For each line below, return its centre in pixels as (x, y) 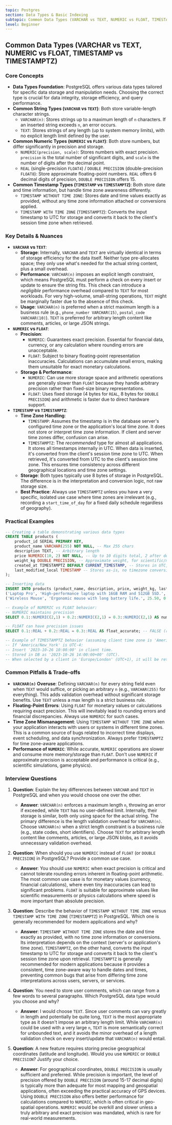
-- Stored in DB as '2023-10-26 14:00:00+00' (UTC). (63, 655)
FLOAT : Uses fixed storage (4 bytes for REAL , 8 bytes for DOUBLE (93, 394)
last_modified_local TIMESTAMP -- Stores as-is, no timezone (81, 570)
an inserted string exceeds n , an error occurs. (68, 125)
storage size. (34, 486)
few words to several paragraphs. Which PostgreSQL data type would (86, 996)
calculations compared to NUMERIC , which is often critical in (82, 1102)
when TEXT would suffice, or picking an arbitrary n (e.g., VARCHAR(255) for (89, 689)
